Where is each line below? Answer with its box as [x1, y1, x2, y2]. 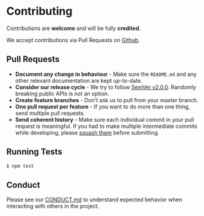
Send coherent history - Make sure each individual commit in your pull [15, 116, 194, 123]
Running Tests [6, 147, 62, 157]
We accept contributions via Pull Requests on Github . [6, 36, 140, 43]
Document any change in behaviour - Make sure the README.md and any [15, 70, 197, 78]
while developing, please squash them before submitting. [15, 128, 160, 136]
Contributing [6, 4, 73, 18]
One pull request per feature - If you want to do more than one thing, [15, 103, 191, 110]
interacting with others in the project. [6, 203, 100, 210]
